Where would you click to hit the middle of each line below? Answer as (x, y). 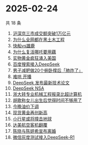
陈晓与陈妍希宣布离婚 (34, 131)
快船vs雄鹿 (24, 45)
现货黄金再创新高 (30, 112)
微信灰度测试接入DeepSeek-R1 (44, 137)
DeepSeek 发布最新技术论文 (41, 82)
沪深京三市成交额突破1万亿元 (42, 33)
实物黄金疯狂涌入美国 (34, 58)
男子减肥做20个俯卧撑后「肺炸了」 (48, 70)
